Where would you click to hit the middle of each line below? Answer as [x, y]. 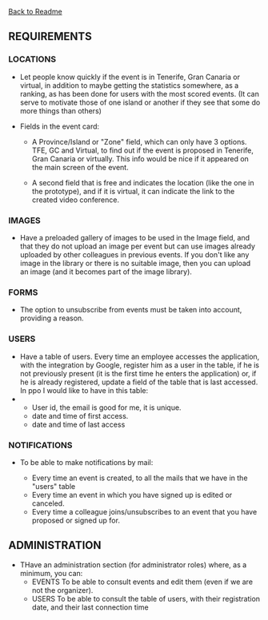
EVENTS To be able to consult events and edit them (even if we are [142, 582]
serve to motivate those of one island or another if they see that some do [140, 102]
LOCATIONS [32, 59]
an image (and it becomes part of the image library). [106, 272]
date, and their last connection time [90, 607]
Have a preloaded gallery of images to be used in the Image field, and [135, 237]
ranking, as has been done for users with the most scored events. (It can [140, 93]
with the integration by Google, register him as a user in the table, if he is [140, 365]
